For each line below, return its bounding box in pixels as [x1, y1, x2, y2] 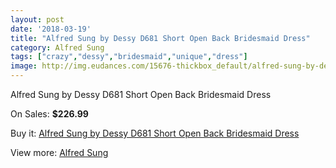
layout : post [10, 14, 65, 25]
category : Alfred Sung [10, 42, 105, 53]
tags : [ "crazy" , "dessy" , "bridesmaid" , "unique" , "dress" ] [10, 52, 248, 62]
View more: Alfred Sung [10, 147, 109, 158]
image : [10, 61, 38, 71]
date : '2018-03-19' [10, 24, 92, 34]
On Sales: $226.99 [10, 108, 89, 120]
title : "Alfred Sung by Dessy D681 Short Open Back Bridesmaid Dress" [10, 33, 311, 43]
